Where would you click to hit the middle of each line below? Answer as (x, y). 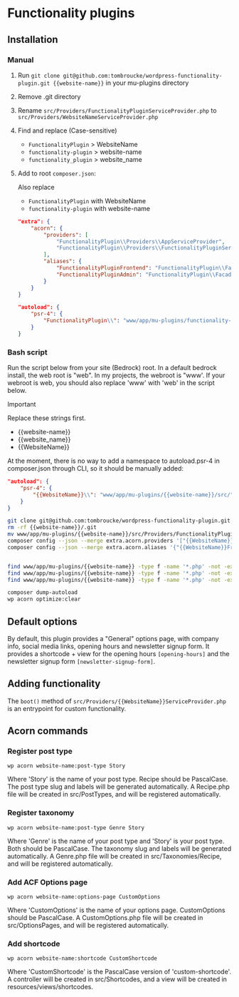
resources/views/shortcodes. (51, 987)
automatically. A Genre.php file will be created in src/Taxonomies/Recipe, (115, 856)
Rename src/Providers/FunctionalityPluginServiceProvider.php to (117, 110)
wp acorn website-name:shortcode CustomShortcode (83, 958)
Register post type (40, 752)
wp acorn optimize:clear (44, 599)
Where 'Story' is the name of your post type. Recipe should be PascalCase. (118, 779)
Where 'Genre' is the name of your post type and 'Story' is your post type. (116, 841)
